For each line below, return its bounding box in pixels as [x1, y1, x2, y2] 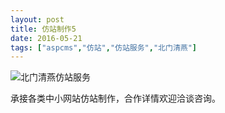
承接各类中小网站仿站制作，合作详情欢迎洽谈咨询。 [10, 92, 221, 105]
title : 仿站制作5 [10, 24, 77, 34]
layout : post [10, 14, 65, 25]
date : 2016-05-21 [10, 33, 83, 43]
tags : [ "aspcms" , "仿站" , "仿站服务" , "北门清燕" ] [10, 42, 198, 53]
